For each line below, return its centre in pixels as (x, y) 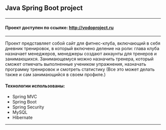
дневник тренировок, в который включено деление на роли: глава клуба (82, 48)
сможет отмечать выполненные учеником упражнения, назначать (76, 64)
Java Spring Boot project (44, 8)
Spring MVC (25, 97)
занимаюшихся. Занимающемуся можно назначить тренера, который (80, 59)
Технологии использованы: (35, 86)
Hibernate (22, 118)
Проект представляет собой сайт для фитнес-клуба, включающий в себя (83, 43)
